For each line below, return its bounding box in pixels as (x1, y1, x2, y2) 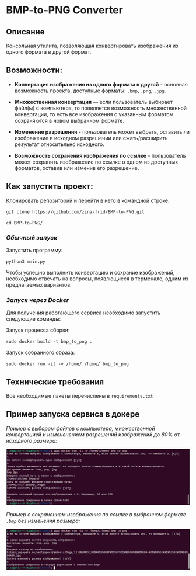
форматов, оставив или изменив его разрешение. (14, 164, 139, 171)
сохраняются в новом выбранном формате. (14, 117, 124, 124)
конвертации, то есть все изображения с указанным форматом (14, 110, 174, 117)
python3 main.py (6, 258, 45, 265)
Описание (6, 27, 45, 37)
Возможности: (6, 65, 63, 75)
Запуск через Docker (6, 296, 69, 304)
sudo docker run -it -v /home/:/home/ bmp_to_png (6, 361, 129, 367)
